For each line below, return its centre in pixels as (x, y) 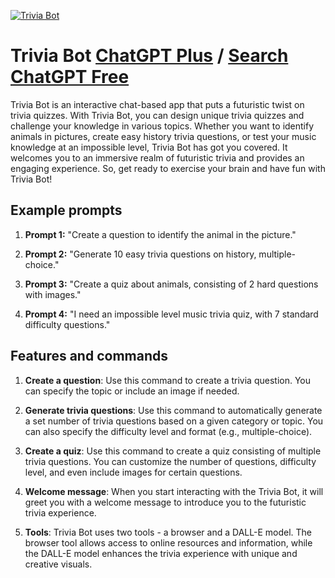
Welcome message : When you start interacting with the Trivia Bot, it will (174, 491)
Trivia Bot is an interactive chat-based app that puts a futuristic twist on (157, 104)
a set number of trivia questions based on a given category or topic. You (174, 421)
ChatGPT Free (70, 77)
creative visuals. (58, 564)
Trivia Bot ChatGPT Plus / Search (149, 56)
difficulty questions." (67, 324)
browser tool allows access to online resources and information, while (168, 542)
